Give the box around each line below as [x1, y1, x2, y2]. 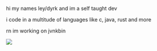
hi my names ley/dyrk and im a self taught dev [6, 5, 117, 12]
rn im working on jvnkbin [6, 27, 66, 34]
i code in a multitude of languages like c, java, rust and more [6, 16, 152, 23]
